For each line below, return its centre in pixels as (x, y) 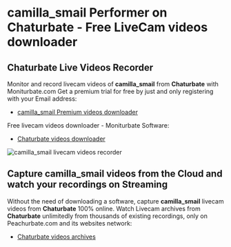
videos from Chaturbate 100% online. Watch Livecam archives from (104, 208)
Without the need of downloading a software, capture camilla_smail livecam (115, 201)
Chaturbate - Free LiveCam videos (108, 27)
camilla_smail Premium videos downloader (77, 112)
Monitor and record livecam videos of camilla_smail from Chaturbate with (113, 84)
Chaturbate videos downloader (61, 139)
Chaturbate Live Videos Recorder (80, 67)
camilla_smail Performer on (87, 13)
